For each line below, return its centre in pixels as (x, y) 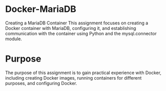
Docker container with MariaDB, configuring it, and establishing (71, 28)
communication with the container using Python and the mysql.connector (81, 33)
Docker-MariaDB (41, 9)
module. (14, 39)
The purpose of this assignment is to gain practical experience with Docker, (83, 73)
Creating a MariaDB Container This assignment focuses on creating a (77, 23)
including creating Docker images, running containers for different (73, 78)
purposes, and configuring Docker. (41, 83)
